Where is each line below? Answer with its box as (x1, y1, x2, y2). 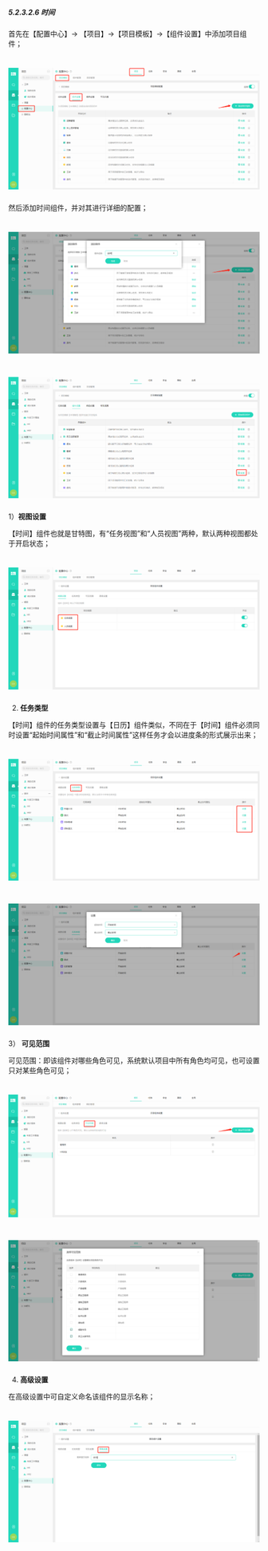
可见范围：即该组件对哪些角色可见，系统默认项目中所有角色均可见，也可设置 (8, 1056, 260, 1065)
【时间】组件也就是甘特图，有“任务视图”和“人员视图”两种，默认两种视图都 (8, 529, 251, 539)
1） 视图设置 (8, 511, 46, 522)
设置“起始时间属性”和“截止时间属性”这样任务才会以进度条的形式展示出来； (14, 730, 258, 740)
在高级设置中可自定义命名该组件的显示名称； (8, 1392, 156, 1402)
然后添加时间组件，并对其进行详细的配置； (8, 203, 148, 212)
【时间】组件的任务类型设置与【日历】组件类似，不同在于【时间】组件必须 (8, 720, 253, 730)
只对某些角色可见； (8, 1066, 72, 1075)
